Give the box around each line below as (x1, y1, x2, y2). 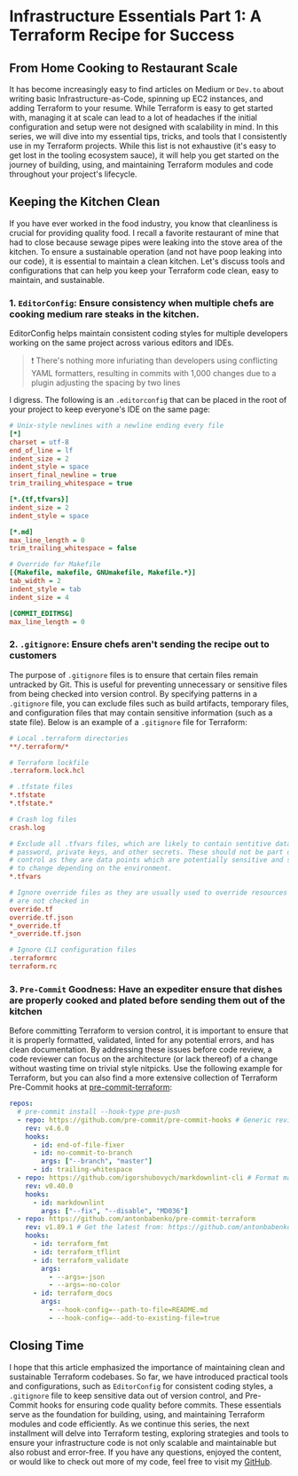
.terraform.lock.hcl (9, 766, 86, 776)
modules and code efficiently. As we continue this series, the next (9, 1418, 250, 1429)
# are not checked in (9, 896, 90, 905)
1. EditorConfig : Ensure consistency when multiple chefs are (9, 296, 275, 309)
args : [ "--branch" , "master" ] (41, 1156, 153, 1166)
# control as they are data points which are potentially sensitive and (9, 856, 284, 864)
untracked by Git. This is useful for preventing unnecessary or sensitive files (9, 679, 288, 690)
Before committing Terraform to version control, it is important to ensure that (9, 1025, 289, 1036)
